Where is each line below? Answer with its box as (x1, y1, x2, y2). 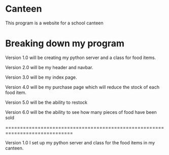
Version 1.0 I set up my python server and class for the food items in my (5, 139, 155, 145)
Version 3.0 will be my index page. (5, 74, 77, 80)
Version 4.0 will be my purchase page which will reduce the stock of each (5, 84, 160, 90)
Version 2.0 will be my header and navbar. (5, 64, 93, 70)
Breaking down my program (5, 38, 124, 49)
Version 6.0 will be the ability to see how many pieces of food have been (5, 109, 157, 115)
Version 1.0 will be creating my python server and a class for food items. (5, 54, 156, 60)
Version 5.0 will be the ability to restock (5, 99, 88, 105)
